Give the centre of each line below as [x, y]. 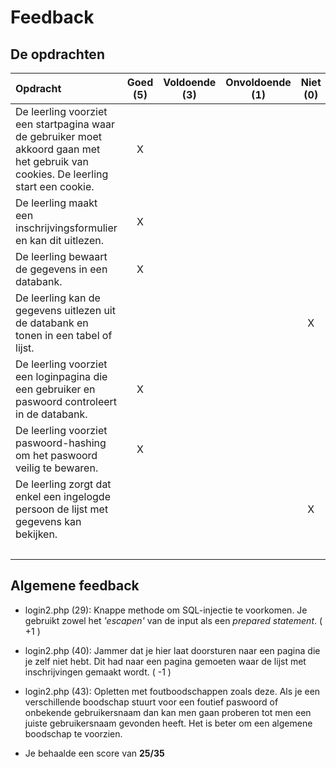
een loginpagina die [61, 376]
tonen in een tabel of [64, 335]
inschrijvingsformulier [66, 228]
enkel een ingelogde [63, 496]
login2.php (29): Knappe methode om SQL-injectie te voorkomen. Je [166, 610]
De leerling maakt [56, 203]
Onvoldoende [258, 82]
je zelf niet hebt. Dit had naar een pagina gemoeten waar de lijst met [165, 661]
